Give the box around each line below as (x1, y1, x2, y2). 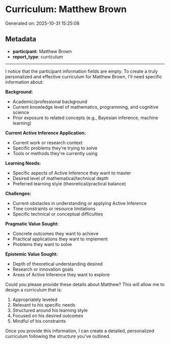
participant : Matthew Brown (12, 48, 72, 54)
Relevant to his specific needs (12, 302, 75, 308)
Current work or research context (12, 139, 82, 145)
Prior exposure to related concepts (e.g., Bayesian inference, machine (12, 115, 158, 121)
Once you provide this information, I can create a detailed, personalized (5, 327, 154, 334)
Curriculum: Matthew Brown (5, 4, 127, 15)
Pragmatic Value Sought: (5, 221, 59, 227)
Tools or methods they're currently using (12, 150, 98, 156)
